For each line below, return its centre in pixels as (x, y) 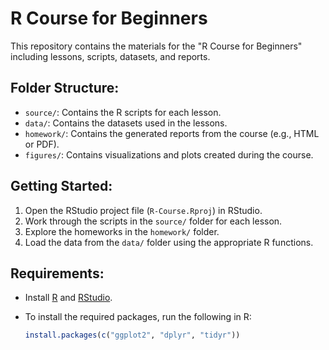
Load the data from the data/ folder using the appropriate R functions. (169, 242)
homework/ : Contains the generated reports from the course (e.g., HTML (172, 133)
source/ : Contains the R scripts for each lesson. (123, 112)
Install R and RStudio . (68, 298)
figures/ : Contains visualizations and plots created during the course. (169, 154)
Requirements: (57, 273)
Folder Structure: (65, 88)
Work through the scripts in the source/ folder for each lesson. (153, 221)
